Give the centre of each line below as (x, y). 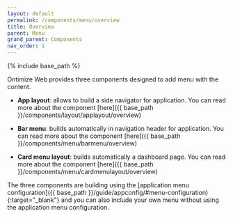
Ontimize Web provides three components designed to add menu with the (113, 79)
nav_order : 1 (26, 46)
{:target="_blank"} (33, 200)
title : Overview (31, 26)
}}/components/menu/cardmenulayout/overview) (88, 172)
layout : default (31, 14)
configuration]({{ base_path (47, 193)
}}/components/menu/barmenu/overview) (77, 143)
